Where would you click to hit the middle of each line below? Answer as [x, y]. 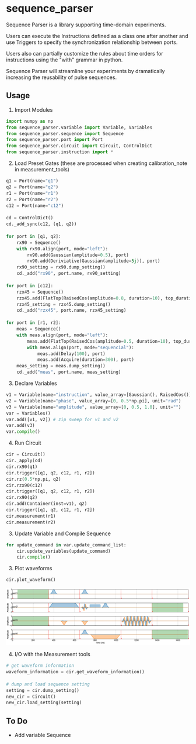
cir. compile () [34, 557]
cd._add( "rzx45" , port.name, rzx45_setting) [71, 311]
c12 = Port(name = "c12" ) [35, 206]
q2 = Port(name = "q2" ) [32, 187]
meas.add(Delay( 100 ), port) [71, 354]
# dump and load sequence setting [48, 684]
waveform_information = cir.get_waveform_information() [75, 672]
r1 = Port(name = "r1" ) [32, 193]
